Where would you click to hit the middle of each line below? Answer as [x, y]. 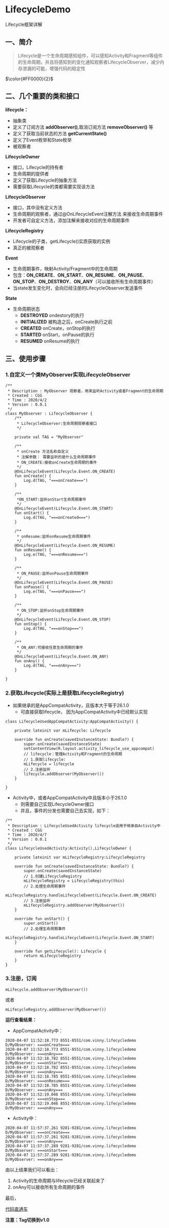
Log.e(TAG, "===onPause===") [55, 592]
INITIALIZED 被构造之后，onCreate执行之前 [66, 322]
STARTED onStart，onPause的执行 [57, 334]
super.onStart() [41, 923]
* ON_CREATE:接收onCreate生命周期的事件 [57, 463]
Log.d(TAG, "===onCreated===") [57, 518]
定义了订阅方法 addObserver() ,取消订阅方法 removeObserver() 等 [83, 127]
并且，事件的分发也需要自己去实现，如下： [65, 810]
